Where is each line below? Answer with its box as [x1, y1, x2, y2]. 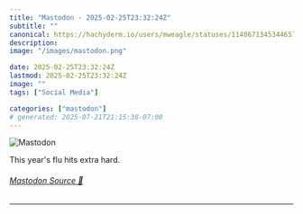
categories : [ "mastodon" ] [9, 104, 106, 113]
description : [9, 38, 59, 48]
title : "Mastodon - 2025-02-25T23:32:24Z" [9, 13, 171, 22]
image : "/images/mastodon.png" [9, 47, 127, 56]
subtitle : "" [9, 22, 59, 31]
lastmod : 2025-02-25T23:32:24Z [9, 71, 127, 81]
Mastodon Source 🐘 [9, 174, 84, 185]
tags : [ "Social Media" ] [9, 87, 99, 97]
